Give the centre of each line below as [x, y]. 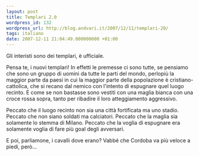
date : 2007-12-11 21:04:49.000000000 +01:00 [62, 39]
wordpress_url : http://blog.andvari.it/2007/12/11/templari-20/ [87, 28]
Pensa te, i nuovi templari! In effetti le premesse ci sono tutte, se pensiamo [97, 67]
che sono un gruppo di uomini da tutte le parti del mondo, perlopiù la [90, 74]
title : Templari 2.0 [32, 17]
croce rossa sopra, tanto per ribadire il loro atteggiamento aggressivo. [92, 99]
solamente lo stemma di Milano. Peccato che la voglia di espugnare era [93, 123]
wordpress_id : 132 [29, 22]
